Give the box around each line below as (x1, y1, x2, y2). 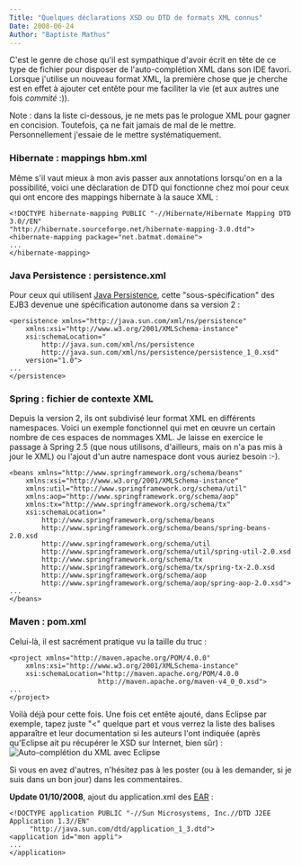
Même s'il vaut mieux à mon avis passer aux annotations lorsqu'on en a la (9, 172, 283, 183)
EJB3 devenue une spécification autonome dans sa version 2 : (9, 299, 241, 310)
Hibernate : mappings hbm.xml (9, 152, 147, 165)
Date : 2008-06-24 (9, 22, 75, 31)
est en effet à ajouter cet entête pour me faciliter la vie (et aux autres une (9, 83, 279, 95)
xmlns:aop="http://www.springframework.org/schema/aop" (25, 492, 240, 501)
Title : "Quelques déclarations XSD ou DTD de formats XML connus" (9, 13, 263, 23)
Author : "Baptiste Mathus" (9, 30, 111, 39)
